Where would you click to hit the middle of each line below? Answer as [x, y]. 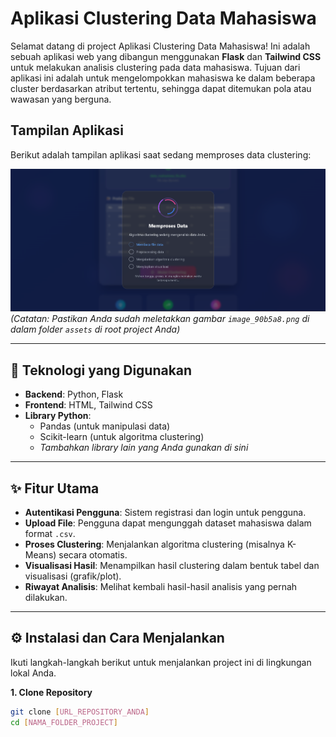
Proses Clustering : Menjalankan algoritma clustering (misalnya [154, 544]
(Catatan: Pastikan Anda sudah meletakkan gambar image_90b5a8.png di [160, 319]
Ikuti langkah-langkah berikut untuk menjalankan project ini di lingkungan [161, 662]
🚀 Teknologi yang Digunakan [101, 370]
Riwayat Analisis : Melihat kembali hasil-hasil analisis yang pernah [161, 586]
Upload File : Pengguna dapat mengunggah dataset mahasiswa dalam [168, 523]
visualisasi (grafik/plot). [73, 576]
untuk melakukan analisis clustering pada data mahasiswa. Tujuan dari [155, 67]
